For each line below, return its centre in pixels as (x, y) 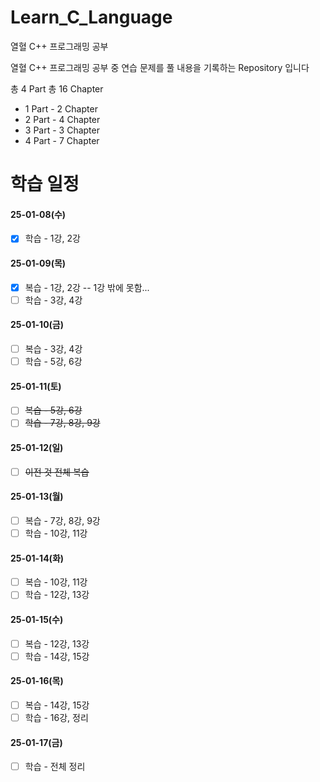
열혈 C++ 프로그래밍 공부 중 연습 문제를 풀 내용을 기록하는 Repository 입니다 (160, 67)
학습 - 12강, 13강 (57, 595)
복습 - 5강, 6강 (53, 410)
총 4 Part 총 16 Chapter (57, 88)
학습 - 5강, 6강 (53, 361)
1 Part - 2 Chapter (61, 108)
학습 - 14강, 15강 (57, 656)
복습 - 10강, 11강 (56, 582)
